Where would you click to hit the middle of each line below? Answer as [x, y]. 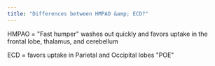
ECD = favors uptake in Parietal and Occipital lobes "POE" [91, 55]
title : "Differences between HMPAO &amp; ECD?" [78, 14]
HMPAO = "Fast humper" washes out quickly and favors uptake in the [107, 34]
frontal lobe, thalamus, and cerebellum [63, 41]
